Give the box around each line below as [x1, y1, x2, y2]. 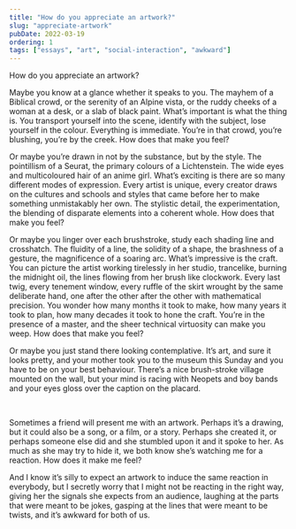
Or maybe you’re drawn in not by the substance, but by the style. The [9, 151, 262, 162]
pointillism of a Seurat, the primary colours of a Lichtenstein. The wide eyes [9, 161, 285, 172]
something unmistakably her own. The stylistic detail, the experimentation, [9, 198, 280, 209]
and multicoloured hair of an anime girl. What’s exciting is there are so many [9, 170, 285, 181]
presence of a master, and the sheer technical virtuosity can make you [9, 319, 266, 330]
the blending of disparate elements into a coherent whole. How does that [9, 208, 275, 218]
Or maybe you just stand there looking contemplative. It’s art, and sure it [9, 346, 271, 356]
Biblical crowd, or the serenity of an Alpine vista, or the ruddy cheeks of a [9, 96, 277, 107]
